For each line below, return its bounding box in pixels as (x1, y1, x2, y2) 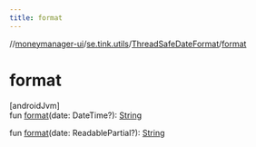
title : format (9, 13, 64, 23)
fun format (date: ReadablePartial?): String (9, 127, 165, 138)
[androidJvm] (9, 100, 61, 111)
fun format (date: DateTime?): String (9, 110, 143, 121)
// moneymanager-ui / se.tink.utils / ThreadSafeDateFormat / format (9, 38, 247, 49)
